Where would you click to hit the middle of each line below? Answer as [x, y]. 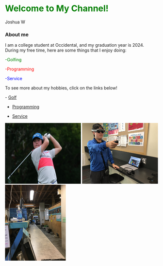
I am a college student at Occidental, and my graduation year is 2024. [75, 45]
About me [17, 35]
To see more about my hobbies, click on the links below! [61, 88]
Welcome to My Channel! [57, 9]
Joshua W [15, 22]
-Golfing [13, 60]
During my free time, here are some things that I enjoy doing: [66, 50]
